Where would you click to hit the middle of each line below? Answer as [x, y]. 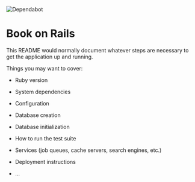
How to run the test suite [45, 138]
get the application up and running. [50, 57]
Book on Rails [41, 34]
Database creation [38, 115]
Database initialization [42, 127]
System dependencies [43, 92]
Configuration [32, 103]
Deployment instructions [45, 162]
